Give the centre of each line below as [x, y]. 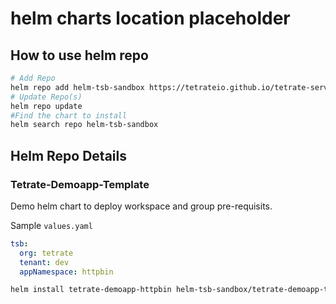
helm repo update [46, 106]
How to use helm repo [79, 55]
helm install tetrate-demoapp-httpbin [91, 290]
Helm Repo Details [68, 155]
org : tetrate [46, 253]
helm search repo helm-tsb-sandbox [84, 125]
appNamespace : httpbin [66, 272]
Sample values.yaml [51, 225]
